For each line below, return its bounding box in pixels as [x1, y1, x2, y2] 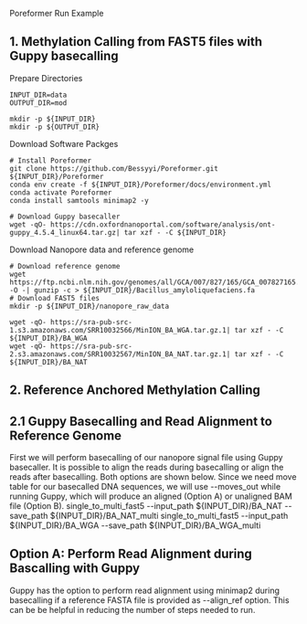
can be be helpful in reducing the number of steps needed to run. [9, 604, 256, 615]
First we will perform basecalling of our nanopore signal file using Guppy [9, 452, 283, 463]
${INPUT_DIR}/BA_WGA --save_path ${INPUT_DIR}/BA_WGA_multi [9, 520, 261, 531]
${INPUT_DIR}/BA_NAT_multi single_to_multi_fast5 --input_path [49, 511, 289, 522]
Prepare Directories [9, 72, 83, 83]
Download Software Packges [9, 138, 119, 149]
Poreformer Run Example [9, 8, 104, 18]
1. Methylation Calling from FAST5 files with [9, 34, 263, 49]
